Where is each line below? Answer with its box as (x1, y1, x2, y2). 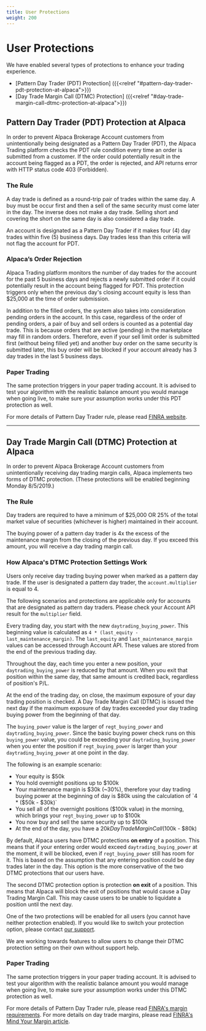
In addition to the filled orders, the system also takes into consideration (6, 307, 186, 314)
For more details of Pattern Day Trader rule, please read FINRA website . (6, 413, 188, 421)
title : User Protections (6, 9, 70, 15)
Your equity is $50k (15, 772, 65, 780)
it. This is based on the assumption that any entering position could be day (6, 856, 195, 864)
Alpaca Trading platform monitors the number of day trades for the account (6, 269, 197, 276)
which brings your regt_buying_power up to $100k (15, 811, 141, 819)
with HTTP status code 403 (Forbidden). (6, 166, 109, 174)
